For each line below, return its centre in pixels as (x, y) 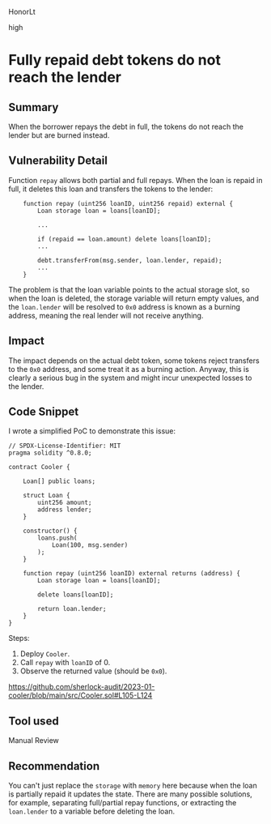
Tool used (34, 721)
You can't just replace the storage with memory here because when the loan (133, 786)
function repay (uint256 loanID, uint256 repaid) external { (128, 203)
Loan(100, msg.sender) (90, 545)
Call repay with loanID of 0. (65, 663)
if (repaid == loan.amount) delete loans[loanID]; (125, 239)
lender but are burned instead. (59, 135)
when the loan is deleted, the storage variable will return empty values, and (134, 298)
